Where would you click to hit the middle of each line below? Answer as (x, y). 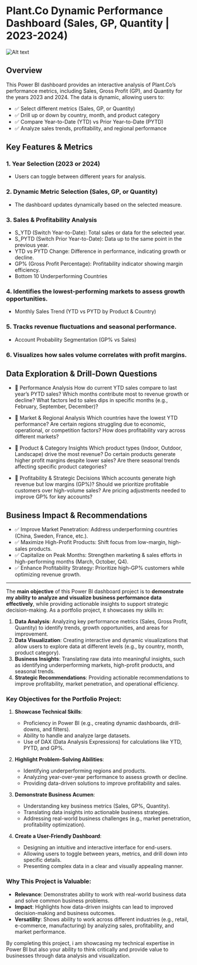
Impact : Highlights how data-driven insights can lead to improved (94, 907)
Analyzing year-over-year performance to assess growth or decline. (105, 777)
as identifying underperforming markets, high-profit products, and (94, 665)
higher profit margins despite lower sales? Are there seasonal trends (97, 460)
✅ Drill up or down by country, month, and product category (87, 115)
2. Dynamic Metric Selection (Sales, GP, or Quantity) (82, 192)
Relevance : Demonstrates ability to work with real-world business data (100, 894)
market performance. (40, 932)
